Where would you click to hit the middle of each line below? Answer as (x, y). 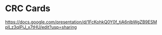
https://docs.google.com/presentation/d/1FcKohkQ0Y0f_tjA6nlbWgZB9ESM (81, 22)
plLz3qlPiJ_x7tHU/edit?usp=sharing (41, 27)
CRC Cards (28, 9)
